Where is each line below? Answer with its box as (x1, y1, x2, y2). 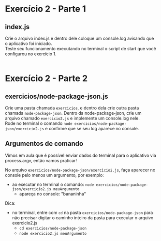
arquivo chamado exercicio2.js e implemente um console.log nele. (5, 115, 140, 121)
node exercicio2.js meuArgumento (19, 231, 87, 236)
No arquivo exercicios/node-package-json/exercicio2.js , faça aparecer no (5, 167, 156, 173)
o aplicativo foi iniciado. (5, 41, 52, 46)
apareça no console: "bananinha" (19, 191, 86, 196)
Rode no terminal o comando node (5, 120, 73, 126)
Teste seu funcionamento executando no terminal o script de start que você (5, 46, 156, 51)
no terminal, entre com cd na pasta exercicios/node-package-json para (12, 210, 153, 215)
